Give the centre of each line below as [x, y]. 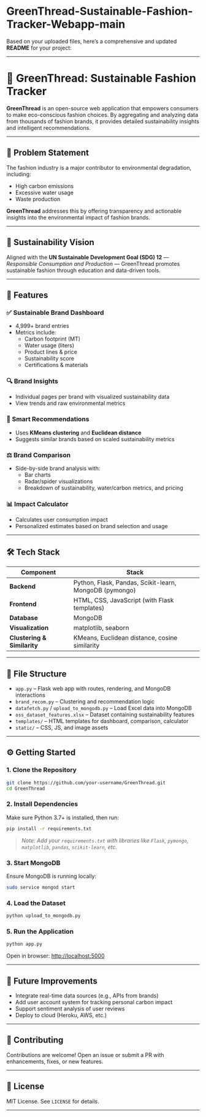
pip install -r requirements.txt [49, 828]
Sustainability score [49, 358]
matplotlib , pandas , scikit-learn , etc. [69, 847]
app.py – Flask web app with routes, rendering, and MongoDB [93, 688]
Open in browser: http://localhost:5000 [56, 956]
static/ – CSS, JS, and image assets [62, 728]
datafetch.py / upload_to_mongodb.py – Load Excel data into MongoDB [103, 708]
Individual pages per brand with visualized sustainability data [92, 397]
